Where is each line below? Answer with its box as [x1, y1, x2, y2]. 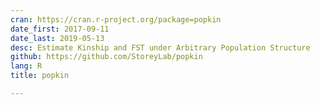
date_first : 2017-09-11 [10, 24, 110, 34]
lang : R [10, 61, 43, 71]
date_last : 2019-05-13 [10, 33, 105, 43]
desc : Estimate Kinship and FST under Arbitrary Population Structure [10, 42, 311, 53]
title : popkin [10, 71, 70, 81]
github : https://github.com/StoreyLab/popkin [10, 52, 203, 62]
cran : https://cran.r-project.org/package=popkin [10, 14, 222, 25]
